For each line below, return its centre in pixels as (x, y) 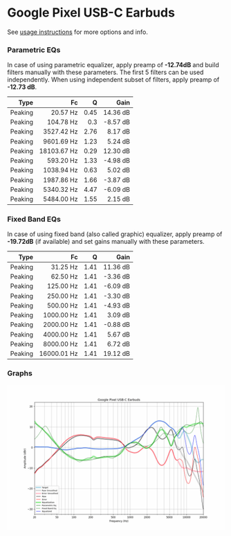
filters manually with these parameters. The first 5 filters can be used (105, 72)
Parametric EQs (34, 50)
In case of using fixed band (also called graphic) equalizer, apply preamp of (115, 234)
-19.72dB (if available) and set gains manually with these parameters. (106, 242)
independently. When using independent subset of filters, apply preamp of (113, 80)
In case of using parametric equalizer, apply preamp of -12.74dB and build (113, 65)
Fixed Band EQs (34, 219)
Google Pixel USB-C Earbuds (91, 13)
